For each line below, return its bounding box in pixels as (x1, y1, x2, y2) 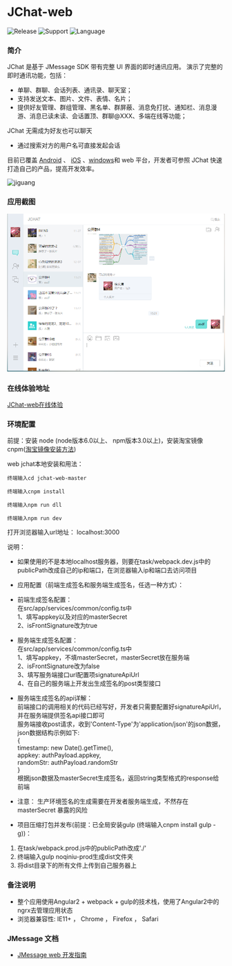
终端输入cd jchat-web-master (7, 475, 87, 482)
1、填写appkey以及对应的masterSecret (17, 613, 128, 621)
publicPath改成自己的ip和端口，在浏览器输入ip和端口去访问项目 (17, 566, 197, 575)
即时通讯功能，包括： (7, 71, 68, 80)
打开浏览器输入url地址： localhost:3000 (7, 528, 120, 537)
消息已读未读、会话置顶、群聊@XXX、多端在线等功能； (29, 112, 187, 120)
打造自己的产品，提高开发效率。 (7, 165, 98, 173)
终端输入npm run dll (7, 502, 62, 509)
